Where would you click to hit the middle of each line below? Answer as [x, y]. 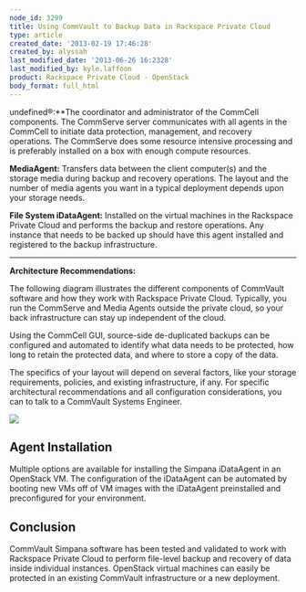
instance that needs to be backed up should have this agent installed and [147, 235]
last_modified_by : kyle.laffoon [71, 69]
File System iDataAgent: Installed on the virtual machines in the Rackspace [151, 215]
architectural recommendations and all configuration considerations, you [146, 391]
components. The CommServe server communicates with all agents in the [148, 122]
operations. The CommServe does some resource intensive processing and [151, 141]
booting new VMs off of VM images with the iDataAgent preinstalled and [145, 489]
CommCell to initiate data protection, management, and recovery [131, 131]
